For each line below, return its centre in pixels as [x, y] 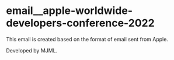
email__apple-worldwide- [69, 11]
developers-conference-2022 [80, 23]
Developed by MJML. [32, 50]
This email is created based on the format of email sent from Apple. [87, 39]
